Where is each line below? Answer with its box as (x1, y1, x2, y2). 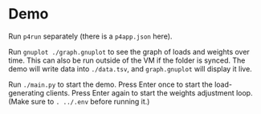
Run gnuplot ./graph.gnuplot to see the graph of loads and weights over (8, 47, 251, 56)
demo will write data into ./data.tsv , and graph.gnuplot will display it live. (8, 63, 253, 73)
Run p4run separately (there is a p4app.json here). (8, 31, 173, 41)
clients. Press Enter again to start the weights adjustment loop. (46, 88, 253, 97)
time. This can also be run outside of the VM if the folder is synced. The (8, 55, 246, 65)
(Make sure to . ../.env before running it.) (8, 96, 150, 106)
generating (8, 88, 45, 97)
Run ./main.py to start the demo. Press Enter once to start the (8, 79, 213, 89)
